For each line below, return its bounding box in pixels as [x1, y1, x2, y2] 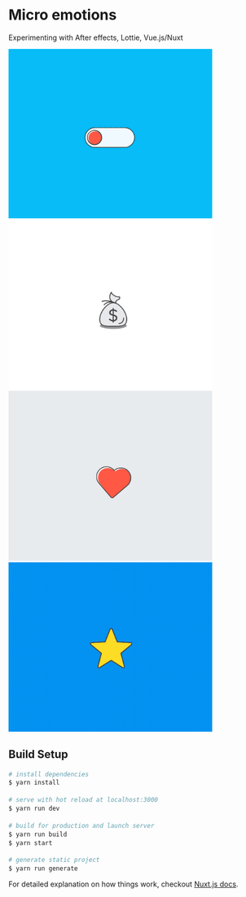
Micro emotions [8, 6, 117, 24]
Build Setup [8, 747, 68, 762]
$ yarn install [8, 779, 60, 787]
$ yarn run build [8, 830, 68, 838]
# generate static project [8, 856, 100, 864]
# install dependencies [8, 770, 90, 778]
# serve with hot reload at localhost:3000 [8, 796, 159, 804]
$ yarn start [8, 838, 53, 847]
